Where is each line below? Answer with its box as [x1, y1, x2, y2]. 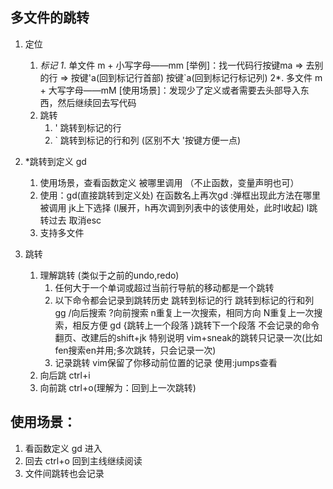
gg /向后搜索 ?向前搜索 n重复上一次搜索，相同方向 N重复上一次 [54, 306, 315, 318]
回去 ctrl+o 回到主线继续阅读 [24, 454, 143, 467]
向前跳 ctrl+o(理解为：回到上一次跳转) [39, 381, 197, 393]
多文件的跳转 [10, 9, 90, 27]
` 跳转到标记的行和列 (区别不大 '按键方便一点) [54, 134, 242, 146]
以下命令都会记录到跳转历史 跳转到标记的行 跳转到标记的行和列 [54, 294, 315, 306]
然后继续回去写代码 [57, 96, 137, 108]
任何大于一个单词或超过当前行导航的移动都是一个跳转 [54, 281, 275, 293]
